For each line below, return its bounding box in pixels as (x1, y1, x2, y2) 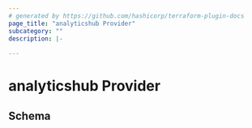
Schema (8, 109, 51, 122)
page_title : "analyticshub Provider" (8, 19, 136, 28)
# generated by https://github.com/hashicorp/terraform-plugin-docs (8, 11, 245, 20)
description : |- (8, 34, 63, 43)
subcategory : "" (8, 27, 63, 35)
